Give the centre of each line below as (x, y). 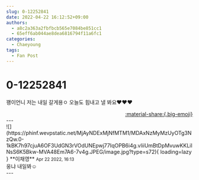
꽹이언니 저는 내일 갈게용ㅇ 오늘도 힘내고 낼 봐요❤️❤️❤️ (69, 102)
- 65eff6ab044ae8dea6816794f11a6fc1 (57, 34)
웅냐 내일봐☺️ (22, 166)
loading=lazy (176, 152)
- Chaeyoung (26, 45)
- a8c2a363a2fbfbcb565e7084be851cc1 (57, 28)
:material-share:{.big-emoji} (159, 114)
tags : (13, 50)
